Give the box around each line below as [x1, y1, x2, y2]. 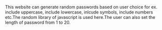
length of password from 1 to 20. [5, 19, 71, 25]
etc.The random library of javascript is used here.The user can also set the [5, 15, 156, 20]
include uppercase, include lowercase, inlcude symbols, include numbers [5, 9, 153, 15]
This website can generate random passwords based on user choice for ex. [5, 4, 158, 10]
